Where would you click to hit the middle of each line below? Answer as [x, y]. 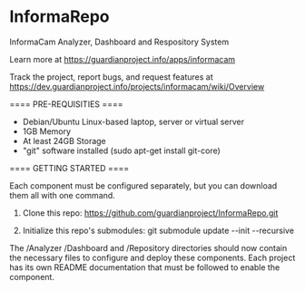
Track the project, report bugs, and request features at [111, 77]
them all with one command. [62, 195]
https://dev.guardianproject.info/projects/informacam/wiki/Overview [137, 86]
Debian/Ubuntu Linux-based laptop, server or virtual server [133, 121]
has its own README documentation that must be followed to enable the [145, 267]
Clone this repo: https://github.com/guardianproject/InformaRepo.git [150, 213]
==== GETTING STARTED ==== [69, 168]
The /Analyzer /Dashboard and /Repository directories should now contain [148, 247]
